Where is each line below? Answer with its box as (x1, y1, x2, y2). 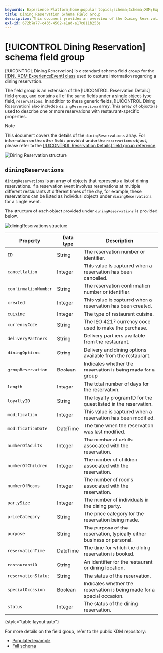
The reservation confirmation (84, 282, 150, 289)
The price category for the (84, 511, 144, 517)
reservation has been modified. (84, 414, 155, 421)
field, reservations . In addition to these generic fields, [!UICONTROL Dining (5, 98, 156, 104)
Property (19, 237, 40, 244)
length (7, 384, 23, 389)
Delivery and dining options (84, 346, 147, 353)
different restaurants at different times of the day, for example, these (5, 188, 142, 194)
